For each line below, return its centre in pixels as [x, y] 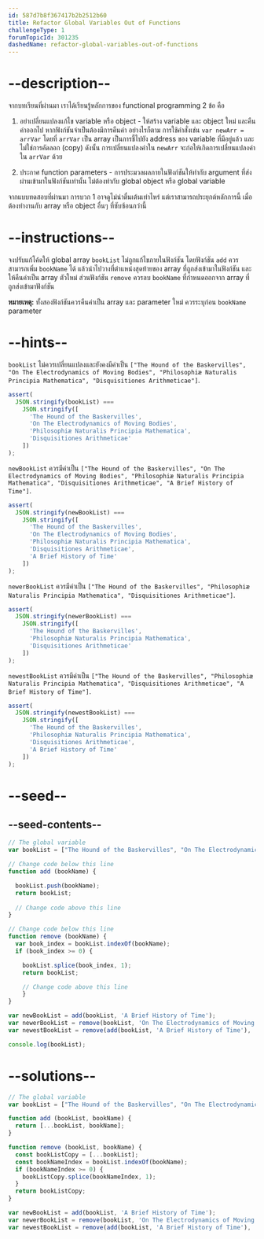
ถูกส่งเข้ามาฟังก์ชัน [31, 286]
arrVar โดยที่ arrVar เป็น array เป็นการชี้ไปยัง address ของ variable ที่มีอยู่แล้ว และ [137, 139]
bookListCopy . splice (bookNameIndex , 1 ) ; [89, 1177]
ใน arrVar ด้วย [41, 157]
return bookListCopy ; [51, 1191]
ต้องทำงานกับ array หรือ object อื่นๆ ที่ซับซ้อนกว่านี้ [77, 206]
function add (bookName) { [52, 872]
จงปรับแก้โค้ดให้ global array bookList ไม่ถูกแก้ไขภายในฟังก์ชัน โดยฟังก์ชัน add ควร [123, 260]
